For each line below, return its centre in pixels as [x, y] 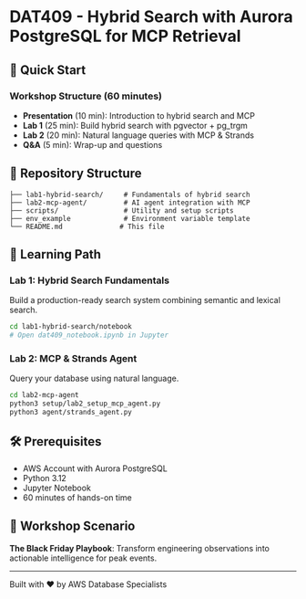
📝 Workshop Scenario [72, 526]
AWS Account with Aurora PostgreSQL [95, 468]
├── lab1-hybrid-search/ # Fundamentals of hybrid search [130, 194]
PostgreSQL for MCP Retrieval [125, 36]
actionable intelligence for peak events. [83, 558]
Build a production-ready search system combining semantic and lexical [145, 300]
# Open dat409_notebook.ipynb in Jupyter [89, 335]
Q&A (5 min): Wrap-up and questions [92, 144]
